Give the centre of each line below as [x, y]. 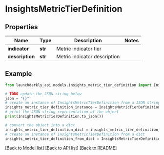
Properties [21, 27]
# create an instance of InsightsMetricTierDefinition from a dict [75, 134]
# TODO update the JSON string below [43, 94]
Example [19, 74]
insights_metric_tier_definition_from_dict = [52, 139]
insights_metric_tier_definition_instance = [51, 107]
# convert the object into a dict [40, 125]
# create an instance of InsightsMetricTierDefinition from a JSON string [83, 103]
